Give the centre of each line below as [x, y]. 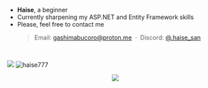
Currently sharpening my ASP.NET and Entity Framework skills [105, 17]
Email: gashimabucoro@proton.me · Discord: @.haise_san [117, 38]
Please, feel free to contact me [60, 24]
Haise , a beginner [42, 10]
